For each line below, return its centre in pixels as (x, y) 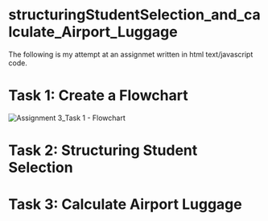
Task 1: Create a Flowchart (98, 96)
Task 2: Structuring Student (103, 150)
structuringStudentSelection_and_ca (134, 15)
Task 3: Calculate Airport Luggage (126, 204)
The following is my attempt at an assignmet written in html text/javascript (131, 54)
